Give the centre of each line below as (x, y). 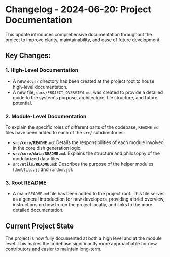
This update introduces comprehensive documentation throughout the (79, 34)
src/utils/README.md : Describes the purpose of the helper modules (83, 164)
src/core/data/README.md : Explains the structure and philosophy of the (86, 153)
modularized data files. (37, 158)
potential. (22, 103)
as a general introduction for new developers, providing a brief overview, (89, 199)
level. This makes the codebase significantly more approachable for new (81, 244)
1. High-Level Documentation (42, 70)
